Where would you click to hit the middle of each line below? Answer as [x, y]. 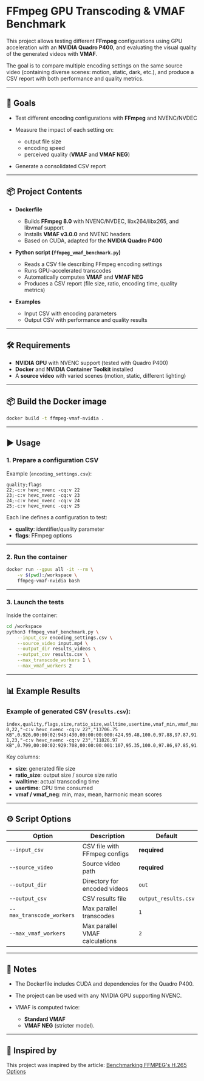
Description [107, 836]
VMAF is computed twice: [47, 1008]
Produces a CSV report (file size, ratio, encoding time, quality [101, 283]
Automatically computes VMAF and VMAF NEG [84, 277]
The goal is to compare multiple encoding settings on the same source [95, 66]
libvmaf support [44, 227]
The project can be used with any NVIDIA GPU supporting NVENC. [98, 996]
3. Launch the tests [35, 602]
